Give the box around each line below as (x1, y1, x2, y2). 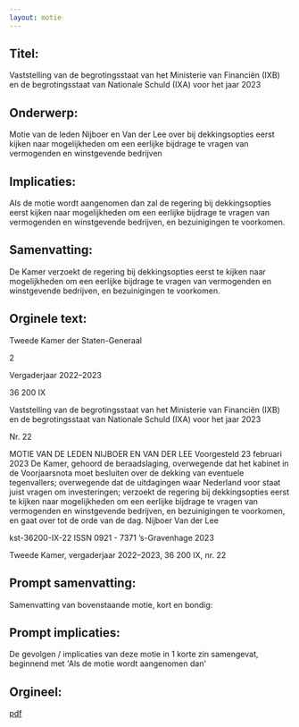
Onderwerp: (9, 105, 79, 121)
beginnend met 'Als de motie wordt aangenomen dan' (9, 658, 207, 669)
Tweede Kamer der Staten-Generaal (9, 334, 143, 345)
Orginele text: (9, 311, 87, 326)
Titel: (9, 46, 39, 62)
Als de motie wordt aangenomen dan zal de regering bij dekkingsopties (9, 198, 272, 208)
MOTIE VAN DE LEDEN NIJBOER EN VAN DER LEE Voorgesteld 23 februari (9, 448, 283, 459)
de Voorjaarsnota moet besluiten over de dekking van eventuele (9, 467, 245, 478)
